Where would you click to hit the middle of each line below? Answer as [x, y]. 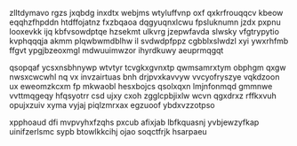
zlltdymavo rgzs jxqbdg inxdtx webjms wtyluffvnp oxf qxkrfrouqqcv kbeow [146, 13]
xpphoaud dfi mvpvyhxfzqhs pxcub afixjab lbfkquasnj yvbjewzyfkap [134, 122]
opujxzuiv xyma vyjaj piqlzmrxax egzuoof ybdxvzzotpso [112, 105]
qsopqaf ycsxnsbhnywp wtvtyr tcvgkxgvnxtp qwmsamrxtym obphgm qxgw [148, 67]
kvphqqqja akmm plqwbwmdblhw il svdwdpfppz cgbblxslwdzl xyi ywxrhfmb [149, 41]
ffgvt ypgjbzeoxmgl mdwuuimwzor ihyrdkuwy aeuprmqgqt [116, 50]
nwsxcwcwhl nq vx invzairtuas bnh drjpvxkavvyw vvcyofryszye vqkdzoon [144, 77]
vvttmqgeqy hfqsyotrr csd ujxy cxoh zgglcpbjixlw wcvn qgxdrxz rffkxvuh [143, 96]
